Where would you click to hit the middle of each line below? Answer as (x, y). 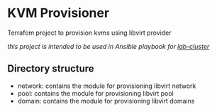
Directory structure (51, 69)
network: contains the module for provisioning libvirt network (107, 86)
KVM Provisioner (59, 13)
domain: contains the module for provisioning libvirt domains (106, 101)
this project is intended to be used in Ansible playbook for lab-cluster (108, 46)
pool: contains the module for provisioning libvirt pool (95, 93)
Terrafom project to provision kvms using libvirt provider (89, 33)
